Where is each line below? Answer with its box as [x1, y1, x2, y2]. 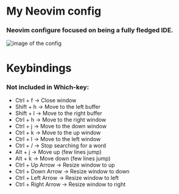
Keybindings [6, 61, 72, 75]
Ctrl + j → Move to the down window [15, 122, 107, 130]
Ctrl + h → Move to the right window [15, 116, 107, 123]
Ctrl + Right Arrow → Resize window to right [15, 181, 126, 188]
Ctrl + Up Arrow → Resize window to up [15, 161, 115, 168]
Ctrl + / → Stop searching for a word [15, 142, 107, 149]
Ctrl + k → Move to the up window [15, 129, 101, 136]
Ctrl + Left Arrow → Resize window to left [15, 174, 119, 181]
